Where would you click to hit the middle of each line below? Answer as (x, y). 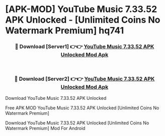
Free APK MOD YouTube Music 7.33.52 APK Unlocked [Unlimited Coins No (82, 108)
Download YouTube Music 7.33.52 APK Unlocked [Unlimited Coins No (77, 123)
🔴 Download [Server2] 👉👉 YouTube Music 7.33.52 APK (85, 79)
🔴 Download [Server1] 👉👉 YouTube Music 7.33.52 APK (85, 47)
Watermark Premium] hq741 (65, 31)
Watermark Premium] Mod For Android (45, 128)
